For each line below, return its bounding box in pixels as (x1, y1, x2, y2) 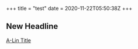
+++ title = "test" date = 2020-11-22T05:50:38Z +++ (6, 5, 133, 12)
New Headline (6, 21, 58, 31)
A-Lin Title (6, 37, 31, 44)
